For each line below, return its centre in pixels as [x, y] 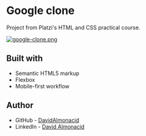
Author [20, 105]
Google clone [40, 11]
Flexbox [25, 79]
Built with [25, 59]
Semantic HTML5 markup [47, 73]
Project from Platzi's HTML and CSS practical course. [73, 27]
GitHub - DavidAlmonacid [47, 120]
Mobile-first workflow [42, 86]
